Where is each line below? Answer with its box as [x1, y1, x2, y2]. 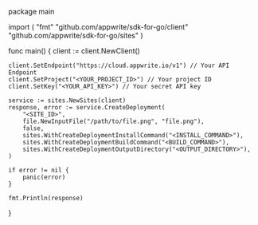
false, [22, 124, 45, 132]
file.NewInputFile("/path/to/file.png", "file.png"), [22, 117, 205, 125]
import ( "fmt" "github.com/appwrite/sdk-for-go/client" [8, 22, 189, 31]
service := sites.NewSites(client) [8, 97, 127, 105]
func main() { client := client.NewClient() [8, 46, 141, 55]
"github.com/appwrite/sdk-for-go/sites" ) [8, 31, 143, 40]
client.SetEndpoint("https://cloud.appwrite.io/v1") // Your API [8, 61, 229, 69]
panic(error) [22, 173, 66, 181]
